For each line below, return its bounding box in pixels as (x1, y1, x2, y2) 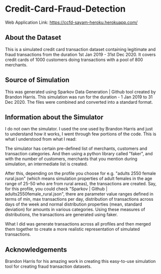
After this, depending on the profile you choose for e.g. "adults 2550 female (5, 171, 156, 177)
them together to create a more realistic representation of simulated (5, 226, 140, 232)
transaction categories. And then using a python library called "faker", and (5, 151, 153, 157)
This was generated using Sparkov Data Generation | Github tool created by (5, 89, 156, 95)
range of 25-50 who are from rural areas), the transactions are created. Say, (5, 181, 157, 187)
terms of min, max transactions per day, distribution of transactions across (5, 196, 154, 202)
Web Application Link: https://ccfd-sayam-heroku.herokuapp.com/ (5, 19, 138, 25)
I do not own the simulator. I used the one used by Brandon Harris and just (5, 126, 153, 132)
